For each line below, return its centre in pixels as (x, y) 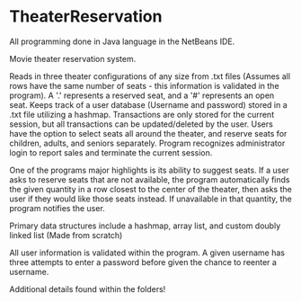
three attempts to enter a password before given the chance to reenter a (143, 262)
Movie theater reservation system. (73, 58)
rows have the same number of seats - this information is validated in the (145, 85)
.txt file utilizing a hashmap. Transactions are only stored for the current (142, 114)
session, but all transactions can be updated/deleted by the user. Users (142, 124)
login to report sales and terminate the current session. (111, 152)
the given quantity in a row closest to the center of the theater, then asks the (150, 189)
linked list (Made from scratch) (66, 235)
